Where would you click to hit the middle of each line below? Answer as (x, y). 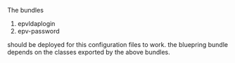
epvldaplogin (36, 23)
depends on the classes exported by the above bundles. (89, 52)
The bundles (26, 10)
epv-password (38, 31)
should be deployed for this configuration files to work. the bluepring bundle (118, 44)
